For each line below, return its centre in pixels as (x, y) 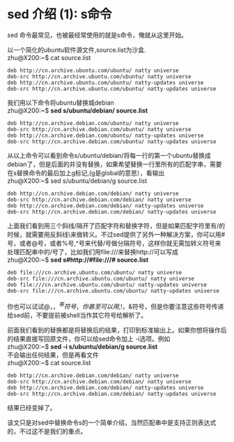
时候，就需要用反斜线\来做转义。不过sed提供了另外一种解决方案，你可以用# (116, 234)
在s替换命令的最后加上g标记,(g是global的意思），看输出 (86, 172)
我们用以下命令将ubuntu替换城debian (61, 103)
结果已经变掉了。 (32, 407)
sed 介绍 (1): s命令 (60, 14)
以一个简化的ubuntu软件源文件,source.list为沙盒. (77, 50)
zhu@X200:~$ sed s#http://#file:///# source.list (78, 260)
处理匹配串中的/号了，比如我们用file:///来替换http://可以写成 (93, 251)
